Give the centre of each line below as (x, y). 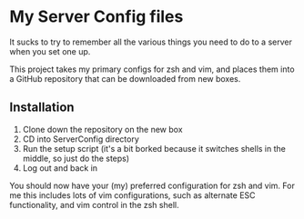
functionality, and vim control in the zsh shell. (94, 204)
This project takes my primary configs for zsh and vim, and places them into (152, 69)
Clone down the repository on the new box (103, 129)
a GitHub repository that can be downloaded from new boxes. (125, 78)
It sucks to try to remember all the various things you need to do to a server (151, 42)
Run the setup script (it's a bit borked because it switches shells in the (154, 148)
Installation (42, 108)
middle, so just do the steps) (76, 158)
